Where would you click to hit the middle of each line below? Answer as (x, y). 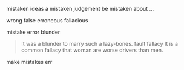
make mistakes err (29, 62)
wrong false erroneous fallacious (47, 20)
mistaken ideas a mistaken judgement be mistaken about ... (80, 9)
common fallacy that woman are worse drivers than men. (92, 50)
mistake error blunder (33, 32)
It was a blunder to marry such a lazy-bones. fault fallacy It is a (100, 44)
